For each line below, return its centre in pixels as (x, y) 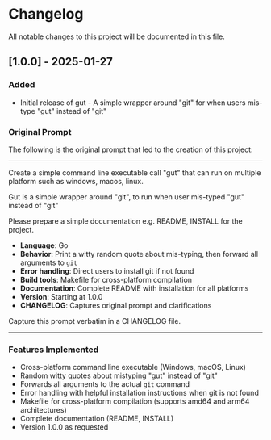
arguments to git (49, 262)
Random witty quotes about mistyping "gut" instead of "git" (119, 375)
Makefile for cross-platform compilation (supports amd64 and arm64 (135, 401)
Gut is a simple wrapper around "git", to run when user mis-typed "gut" (126, 197)
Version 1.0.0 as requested (64, 427)
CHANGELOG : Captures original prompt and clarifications (116, 305)
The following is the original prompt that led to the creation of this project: (131, 149)
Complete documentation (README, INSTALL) (97, 419)
